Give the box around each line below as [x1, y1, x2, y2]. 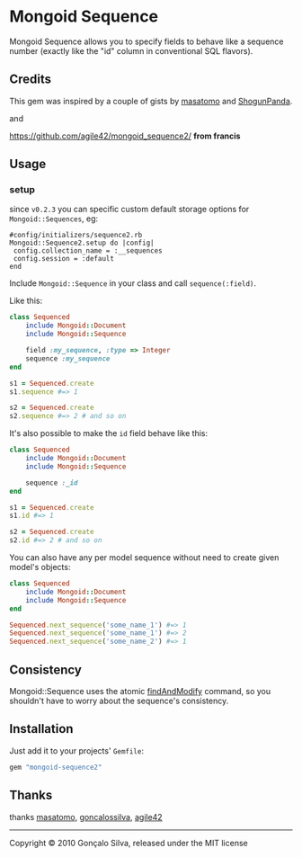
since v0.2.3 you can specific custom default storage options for [9, 204, 250, 215]
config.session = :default [13, 254, 115, 263]
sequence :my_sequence [25, 353, 111, 363]
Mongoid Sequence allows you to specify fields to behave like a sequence [9, 36, 284, 47]
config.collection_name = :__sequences [13, 246, 164, 255]
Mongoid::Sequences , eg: [9, 213, 99, 224]
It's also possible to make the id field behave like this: [9, 428, 209, 439]
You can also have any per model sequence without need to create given [9, 552, 280, 563]
